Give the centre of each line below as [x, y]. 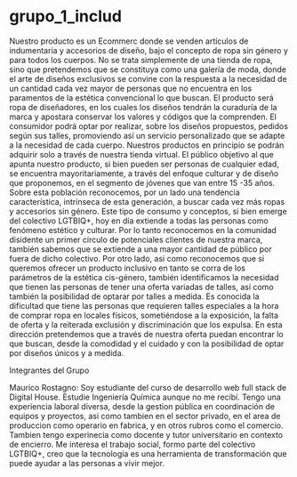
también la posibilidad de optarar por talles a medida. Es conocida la [134, 296]
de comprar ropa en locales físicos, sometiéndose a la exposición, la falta [144, 315]
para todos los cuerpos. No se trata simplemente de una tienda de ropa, [141, 60]
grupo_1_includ [66, 16]
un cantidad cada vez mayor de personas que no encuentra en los [131, 88]
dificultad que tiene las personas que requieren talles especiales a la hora [144, 305]
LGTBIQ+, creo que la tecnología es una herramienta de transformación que [148, 453]
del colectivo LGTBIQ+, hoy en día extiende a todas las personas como [139, 221]
